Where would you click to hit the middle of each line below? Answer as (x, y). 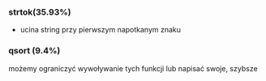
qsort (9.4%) (34, 51)
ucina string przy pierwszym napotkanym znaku (100, 30)
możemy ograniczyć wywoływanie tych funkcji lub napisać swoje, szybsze (133, 68)
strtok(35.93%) (40, 12)
